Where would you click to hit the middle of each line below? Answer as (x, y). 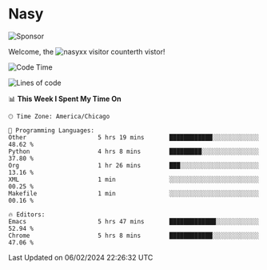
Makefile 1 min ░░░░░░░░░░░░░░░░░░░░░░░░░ (134, 193)
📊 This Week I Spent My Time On (65, 99)
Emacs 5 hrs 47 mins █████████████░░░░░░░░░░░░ (134, 221)
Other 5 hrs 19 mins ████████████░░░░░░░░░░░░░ (134, 137)
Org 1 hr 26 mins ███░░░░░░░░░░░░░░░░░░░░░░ (134, 165)
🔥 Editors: (27, 214)
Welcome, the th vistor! (87, 51)
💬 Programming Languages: (51, 130)
